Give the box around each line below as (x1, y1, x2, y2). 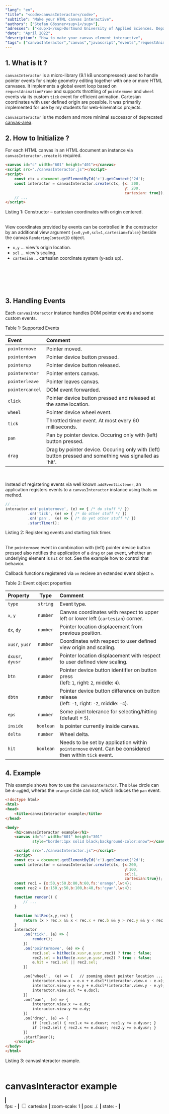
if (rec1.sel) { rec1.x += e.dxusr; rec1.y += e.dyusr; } (32, 1020, 156, 1025)
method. (5, 492, 23, 498)
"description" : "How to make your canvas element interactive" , (5, 36, 143, 41)
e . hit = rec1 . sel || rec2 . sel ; (32, 960, 98, 965)
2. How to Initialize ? (5, 134, 69, 142)
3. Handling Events (5, 296, 66, 305)
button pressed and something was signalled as (46, 453, 159, 460)
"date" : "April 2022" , (5, 31, 53, 36)
